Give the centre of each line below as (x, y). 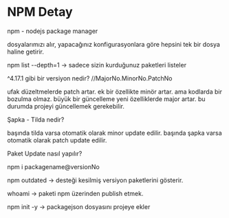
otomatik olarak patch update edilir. (57, 140)
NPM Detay (40, 12)
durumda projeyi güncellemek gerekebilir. (66, 106)
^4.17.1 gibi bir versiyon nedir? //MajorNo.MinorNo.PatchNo (90, 78)
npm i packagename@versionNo (53, 166)
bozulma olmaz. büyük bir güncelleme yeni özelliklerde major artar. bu (106, 99)
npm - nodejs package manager (53, 31)
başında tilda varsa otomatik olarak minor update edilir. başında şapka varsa (115, 133)
